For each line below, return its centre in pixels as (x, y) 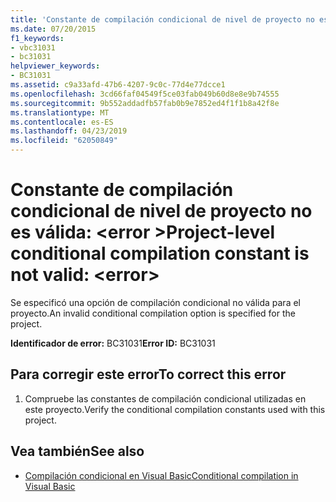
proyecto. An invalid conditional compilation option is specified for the (153, 313)
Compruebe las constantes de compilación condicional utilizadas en (165, 398)
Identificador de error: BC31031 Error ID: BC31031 (113, 343)
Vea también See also (77, 451)
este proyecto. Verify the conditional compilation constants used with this (175, 409)
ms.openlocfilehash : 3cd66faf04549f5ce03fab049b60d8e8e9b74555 (145, 94)
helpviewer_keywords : (55, 66)
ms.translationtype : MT (60, 112)
